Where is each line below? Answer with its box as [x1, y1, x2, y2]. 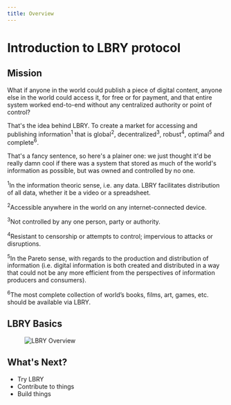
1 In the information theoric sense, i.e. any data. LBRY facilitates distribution [7, 179, 220, 189]
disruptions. [7, 240, 41, 248]
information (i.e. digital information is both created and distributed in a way [7, 261, 220, 270]
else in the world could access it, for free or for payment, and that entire [7, 93, 212, 101]
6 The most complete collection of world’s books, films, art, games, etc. [7, 289, 209, 298]
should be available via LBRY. [7, 298, 91, 306]
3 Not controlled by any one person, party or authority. [7, 216, 161, 226]
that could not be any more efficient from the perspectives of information [7, 269, 216, 277]
